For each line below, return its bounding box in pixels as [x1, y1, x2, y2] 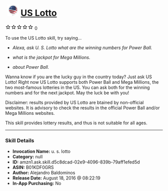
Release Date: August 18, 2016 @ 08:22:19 [12, 175, 101, 181]
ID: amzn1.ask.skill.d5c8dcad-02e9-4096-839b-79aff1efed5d [12, 159, 140, 165]
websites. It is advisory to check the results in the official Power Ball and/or [5, 105, 160, 111]
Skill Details [5, 137, 34, 144]
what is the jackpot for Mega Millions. [12, 54, 90, 60]
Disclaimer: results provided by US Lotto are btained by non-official [5, 99, 144, 105]
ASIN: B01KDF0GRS [12, 164, 54, 170]
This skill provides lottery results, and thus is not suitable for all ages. [5, 120, 147, 126]
